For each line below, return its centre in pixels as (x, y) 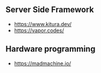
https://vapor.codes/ (39, 30)
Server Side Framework (50, 10)
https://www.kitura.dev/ (43, 24)
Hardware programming (50, 49)
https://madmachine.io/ (43, 63)
